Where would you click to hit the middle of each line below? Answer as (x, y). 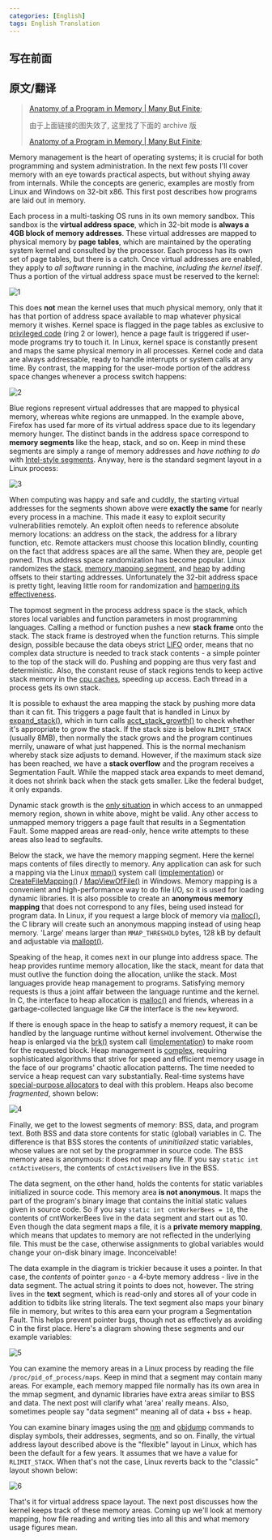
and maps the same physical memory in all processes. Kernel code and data (136, 350)
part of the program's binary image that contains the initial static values (128, 1200)
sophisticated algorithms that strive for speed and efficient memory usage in (137, 1059)
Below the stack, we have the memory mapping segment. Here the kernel (132, 855)
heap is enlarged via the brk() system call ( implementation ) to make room (131, 1042)
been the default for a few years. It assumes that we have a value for (123, 1452)
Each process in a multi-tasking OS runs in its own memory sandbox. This (132, 216)
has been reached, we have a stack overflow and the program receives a (132, 764)
